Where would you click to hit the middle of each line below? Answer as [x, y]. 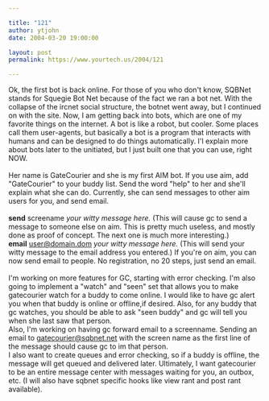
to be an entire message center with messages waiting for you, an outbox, [131, 372]
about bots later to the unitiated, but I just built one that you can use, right [130, 150]
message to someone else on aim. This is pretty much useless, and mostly [132, 227]
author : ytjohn [34, 30]
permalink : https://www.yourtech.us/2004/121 [86, 60]
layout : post [30, 52]
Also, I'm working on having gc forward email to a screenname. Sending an [133, 329]
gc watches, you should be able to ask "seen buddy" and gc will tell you [128, 312]
